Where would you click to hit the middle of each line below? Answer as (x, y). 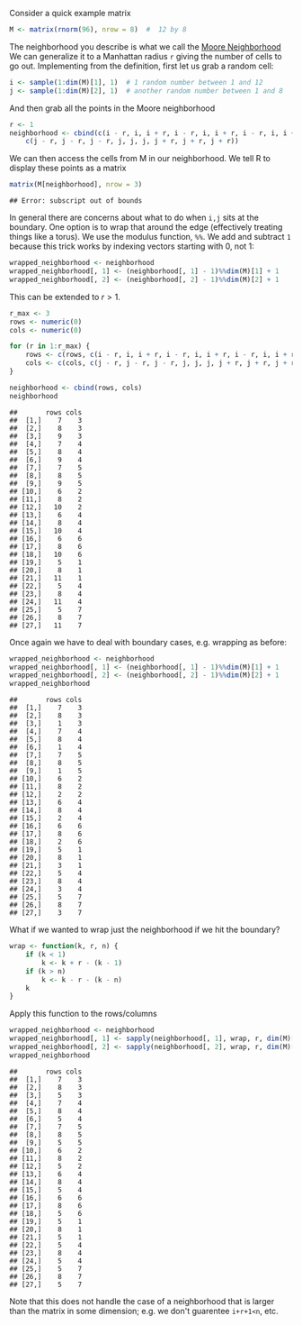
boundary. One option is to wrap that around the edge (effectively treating (146, 227)
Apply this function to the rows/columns (83, 1014)
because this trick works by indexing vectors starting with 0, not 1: (132, 246)
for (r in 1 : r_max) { (50, 346)
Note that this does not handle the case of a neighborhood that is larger (142, 1301)
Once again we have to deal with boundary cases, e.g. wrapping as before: (148, 642)
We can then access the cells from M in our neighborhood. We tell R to (140, 159)
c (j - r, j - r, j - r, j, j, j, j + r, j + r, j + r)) (133, 142)
